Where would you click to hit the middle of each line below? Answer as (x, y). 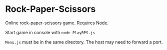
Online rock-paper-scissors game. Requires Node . (57, 23)
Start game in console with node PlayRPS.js (50, 32)
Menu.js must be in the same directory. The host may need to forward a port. (84, 42)
